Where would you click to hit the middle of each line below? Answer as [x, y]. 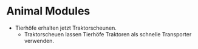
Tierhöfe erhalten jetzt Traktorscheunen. [66, 28]
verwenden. [39, 41]
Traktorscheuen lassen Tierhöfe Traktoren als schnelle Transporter [108, 34]
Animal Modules [48, 11]
